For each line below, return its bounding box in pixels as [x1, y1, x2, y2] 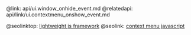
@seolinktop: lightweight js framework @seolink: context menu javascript [6, 23, 185, 29]
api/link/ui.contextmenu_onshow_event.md [6, 11, 111, 18]
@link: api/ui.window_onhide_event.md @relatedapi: [6, 5, 133, 12]
